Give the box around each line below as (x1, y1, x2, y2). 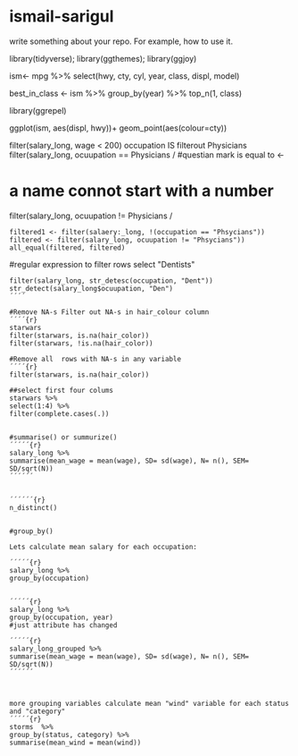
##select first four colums (9, 386, 114, 395)
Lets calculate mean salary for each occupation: (9, 542, 198, 551)
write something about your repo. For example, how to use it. (9, 36, 234, 47)
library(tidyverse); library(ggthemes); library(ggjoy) (9, 53, 197, 64)
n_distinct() (9, 503, 58, 512)
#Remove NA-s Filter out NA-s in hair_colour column (9, 307, 210, 317)
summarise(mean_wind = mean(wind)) (9, 738, 142, 747)
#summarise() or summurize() (9, 432, 118, 442)
